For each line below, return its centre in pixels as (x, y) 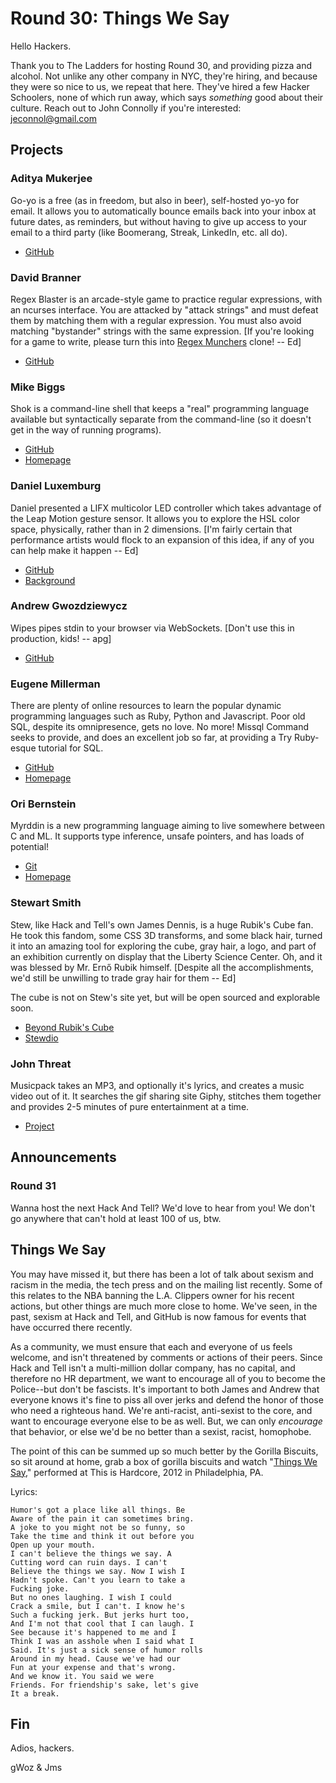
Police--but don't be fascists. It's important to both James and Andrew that (165, 1389)
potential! (30, 847)
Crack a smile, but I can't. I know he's (98, 1606)
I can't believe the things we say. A (91, 1553)
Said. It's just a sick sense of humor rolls (106, 1650)
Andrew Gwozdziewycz (69, 606)
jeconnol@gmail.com (53, 118)
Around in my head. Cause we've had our (96, 1658)
